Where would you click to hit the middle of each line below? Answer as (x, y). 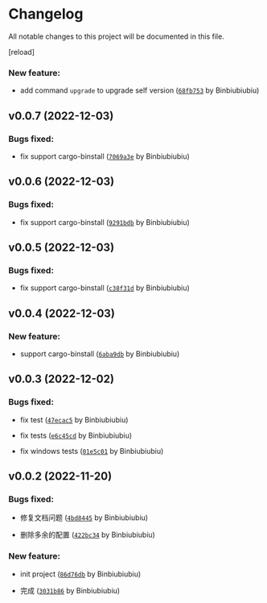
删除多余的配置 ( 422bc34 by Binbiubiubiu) (87, 535)
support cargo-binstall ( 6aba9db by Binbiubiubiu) (100, 353)
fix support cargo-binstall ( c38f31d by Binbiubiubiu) (105, 288)
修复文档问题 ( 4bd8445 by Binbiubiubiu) (84, 518)
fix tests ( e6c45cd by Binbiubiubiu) (76, 435)
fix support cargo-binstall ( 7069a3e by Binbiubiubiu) (105, 156)
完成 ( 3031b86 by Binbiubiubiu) (70, 590)
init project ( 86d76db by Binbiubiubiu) (80, 574)
